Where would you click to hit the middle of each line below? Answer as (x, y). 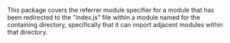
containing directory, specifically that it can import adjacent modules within (115, 25)
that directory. (28, 32)
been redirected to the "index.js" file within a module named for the (104, 17)
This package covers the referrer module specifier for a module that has (111, 10)
